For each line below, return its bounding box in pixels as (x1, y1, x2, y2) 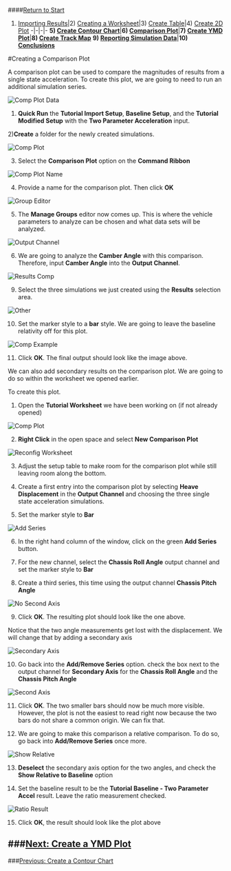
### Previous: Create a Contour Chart (8, 857, 114, 865)
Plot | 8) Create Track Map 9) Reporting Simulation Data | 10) (17, 34, 188, 42)
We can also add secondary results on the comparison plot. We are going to (8, 367, 223, 375)
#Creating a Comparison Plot (8, 54, 90, 63)
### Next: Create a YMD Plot (8, 838, 131, 850)
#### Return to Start (8, 6, 65, 14)
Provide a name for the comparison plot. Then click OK (17, 183, 174, 192)
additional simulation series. (8, 83, 87, 90)
